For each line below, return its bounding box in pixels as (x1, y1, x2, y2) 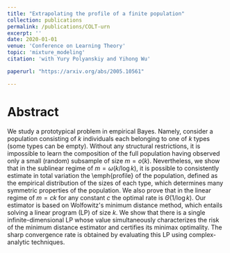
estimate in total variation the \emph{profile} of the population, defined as (7, 171, 218, 179)
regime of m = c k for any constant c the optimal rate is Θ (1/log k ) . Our (7, 193, 206, 202)
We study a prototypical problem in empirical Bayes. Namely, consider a (7, 126, 213, 136)
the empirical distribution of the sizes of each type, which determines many (7, 179, 224, 187)
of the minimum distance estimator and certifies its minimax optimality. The (7, 223, 222, 231)
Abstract (7, 104, 59, 120)
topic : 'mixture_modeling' (7, 49, 85, 56)
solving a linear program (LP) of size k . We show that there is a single (7, 208, 206, 216)
